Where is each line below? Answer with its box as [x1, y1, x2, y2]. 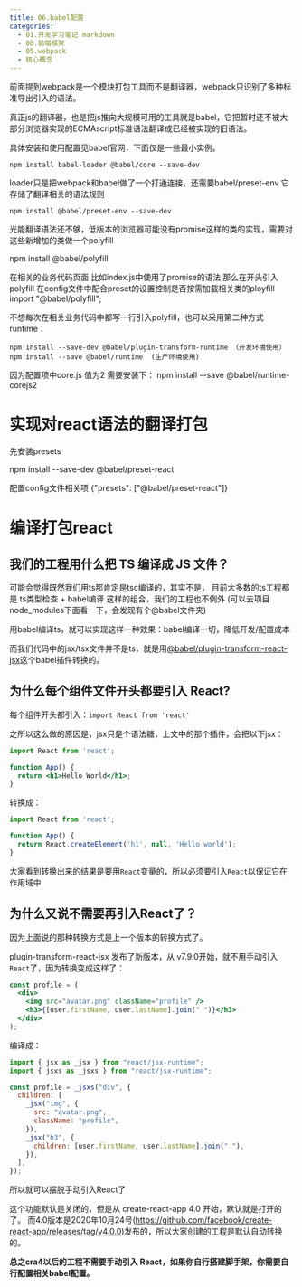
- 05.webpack [17, 47, 67, 56]
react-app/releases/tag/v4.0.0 [9, 1226, 122, 1237]
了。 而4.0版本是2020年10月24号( [9, 1215, 136, 1225]
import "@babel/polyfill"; [9, 293, 102, 304]
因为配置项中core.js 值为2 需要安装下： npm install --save [9, 370, 224, 380]
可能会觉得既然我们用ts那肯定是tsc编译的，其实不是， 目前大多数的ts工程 [9, 582, 282, 592]
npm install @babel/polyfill [9, 253, 109, 263]
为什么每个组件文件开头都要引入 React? [9, 684, 231, 699]
